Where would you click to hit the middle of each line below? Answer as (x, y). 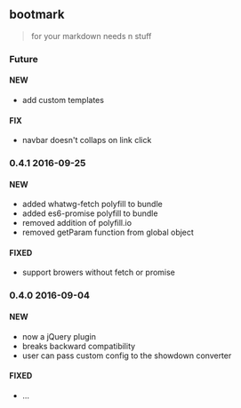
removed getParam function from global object (108, 232)
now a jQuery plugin (59, 336)
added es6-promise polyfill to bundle (90, 213)
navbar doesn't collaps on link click (87, 140)
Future (24, 59)
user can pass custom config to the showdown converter (127, 356)
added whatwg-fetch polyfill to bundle (92, 204)
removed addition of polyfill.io (76, 223)
